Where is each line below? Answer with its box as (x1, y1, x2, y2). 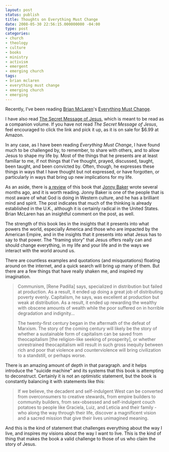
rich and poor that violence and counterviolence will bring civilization (17, 347, 161, 353)
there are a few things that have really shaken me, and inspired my (5, 268, 144, 274)
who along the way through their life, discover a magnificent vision (17, 410, 156, 416)
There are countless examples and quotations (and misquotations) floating (5, 257, 160, 263)
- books (5, 50, 22, 55)
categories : (5, 31, 30, 36)
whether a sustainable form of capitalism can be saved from (17, 331, 143, 337)
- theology (5, 41, 28, 46)
